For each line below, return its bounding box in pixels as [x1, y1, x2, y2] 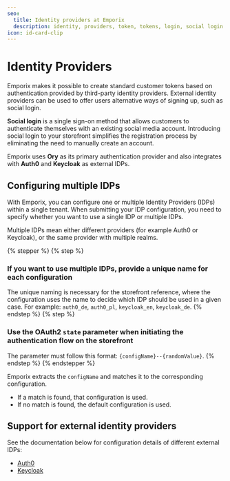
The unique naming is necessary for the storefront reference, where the [7, 288, 211, 296]
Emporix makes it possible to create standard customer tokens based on [7, 82, 213, 90]
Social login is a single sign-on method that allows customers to [7, 117, 189, 125]
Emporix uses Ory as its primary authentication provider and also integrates [7, 152, 222, 161]
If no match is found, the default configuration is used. [17, 400, 171, 409]
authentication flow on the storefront [7, 336, 134, 345]
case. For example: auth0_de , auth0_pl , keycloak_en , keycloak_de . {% [7, 303, 202, 311]
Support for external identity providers [7, 420, 177, 431]
